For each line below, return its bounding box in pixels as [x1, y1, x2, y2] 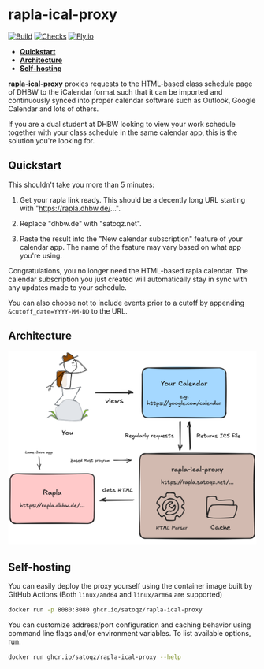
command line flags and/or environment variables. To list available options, [8, 628, 251, 637]
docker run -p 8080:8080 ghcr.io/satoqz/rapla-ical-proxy [8, 606, 203, 614]
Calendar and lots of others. [8, 104, 99, 113]
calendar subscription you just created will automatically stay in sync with [8, 274, 247, 284]
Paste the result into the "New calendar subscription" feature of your [19, 234, 243, 243]
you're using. [19, 251, 63, 260]
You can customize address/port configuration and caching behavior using [8, 620, 251, 630]
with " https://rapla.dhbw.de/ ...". [19, 203, 121, 213]
